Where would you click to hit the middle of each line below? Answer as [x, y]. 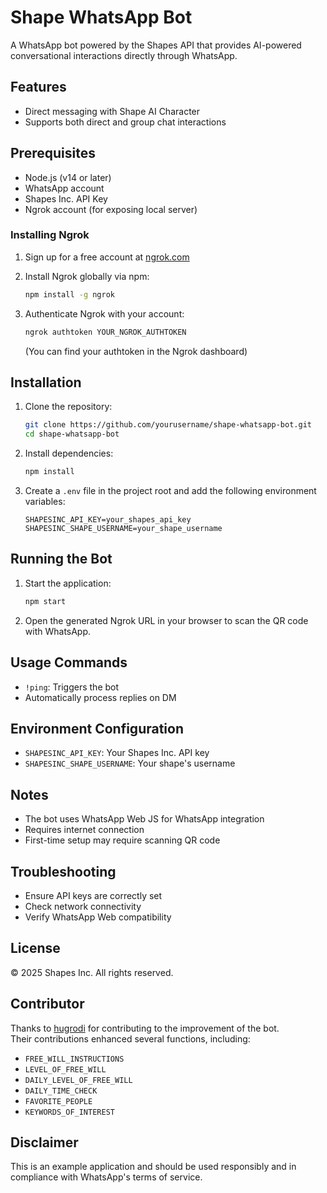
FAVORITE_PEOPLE [58, 1101]
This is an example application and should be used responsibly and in [153, 1167]
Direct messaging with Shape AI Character [112, 111]
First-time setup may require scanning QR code [122, 840]
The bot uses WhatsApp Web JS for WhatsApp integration [144, 819]
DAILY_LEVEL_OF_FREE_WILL [78, 1080]
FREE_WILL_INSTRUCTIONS [74, 1059]
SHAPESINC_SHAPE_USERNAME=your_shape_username [123, 529]
